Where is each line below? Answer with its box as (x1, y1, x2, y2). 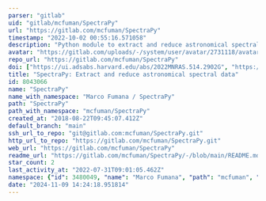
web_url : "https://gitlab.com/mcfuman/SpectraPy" (8, 144, 176, 152)
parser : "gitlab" (8, 11, 66, 20)
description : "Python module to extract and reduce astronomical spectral (8, 41, 260, 49)
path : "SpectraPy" (8, 100, 69, 108)
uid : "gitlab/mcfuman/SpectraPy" (8, 19, 119, 27)
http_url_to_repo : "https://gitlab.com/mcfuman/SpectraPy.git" (8, 136, 222, 145)
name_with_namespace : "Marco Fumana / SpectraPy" (8, 93, 176, 100)
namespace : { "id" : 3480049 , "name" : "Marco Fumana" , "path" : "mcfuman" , (8, 173, 253, 182)
